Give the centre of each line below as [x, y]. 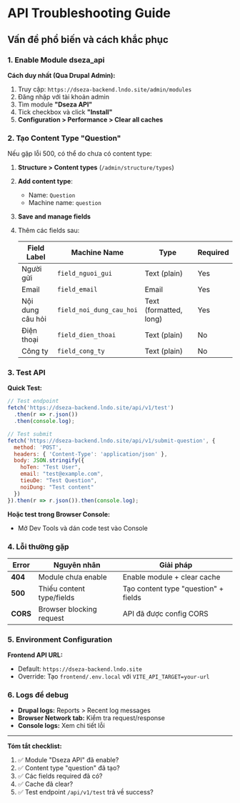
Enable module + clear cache [171, 577]
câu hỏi [34, 319]
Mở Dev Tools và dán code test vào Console [83, 528]
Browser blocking [68, 609]
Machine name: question [65, 203]
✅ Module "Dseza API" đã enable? [68, 760]
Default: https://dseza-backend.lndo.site [80, 669]
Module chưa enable [72, 577]
